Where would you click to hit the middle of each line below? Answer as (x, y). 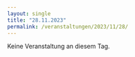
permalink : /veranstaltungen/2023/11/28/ (68, 26)
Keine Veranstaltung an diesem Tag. (58, 47)
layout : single (29, 14)
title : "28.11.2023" (37, 20)
